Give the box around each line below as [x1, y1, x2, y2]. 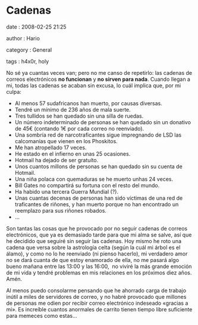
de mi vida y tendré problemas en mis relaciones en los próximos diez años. [6, 269, 192, 276]
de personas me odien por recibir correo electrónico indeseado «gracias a [6, 299, 188, 307]
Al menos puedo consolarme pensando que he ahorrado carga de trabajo [6, 286, 186, 294]
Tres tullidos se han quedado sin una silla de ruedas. [14, 112, 144, 119]
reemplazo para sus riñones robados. [14, 207, 107, 214]
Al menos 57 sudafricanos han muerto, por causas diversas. [14, 99, 162, 107]
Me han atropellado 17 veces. [14, 144, 87, 151]
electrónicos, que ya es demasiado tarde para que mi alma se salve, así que [6, 231, 192, 238]
